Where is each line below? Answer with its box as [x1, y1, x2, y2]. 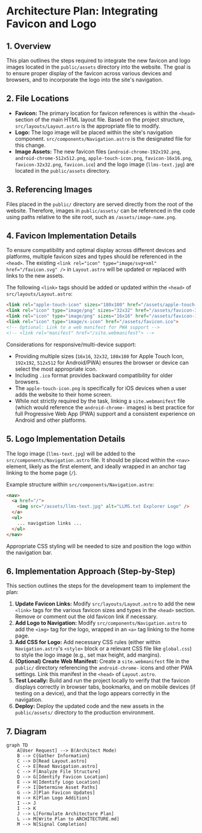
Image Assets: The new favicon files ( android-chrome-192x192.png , [14, 147, 182, 155]
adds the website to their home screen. [14, 391, 112, 398]
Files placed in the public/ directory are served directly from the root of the [6, 200, 194, 208]
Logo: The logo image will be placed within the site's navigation [14, 128, 173, 136]
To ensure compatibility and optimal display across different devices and [6, 247, 186, 254]
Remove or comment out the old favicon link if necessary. [14, 613, 158, 621]
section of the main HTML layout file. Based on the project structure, [14, 116, 185, 123]
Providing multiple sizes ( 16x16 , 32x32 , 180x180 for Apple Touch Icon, [14, 352, 185, 359]
